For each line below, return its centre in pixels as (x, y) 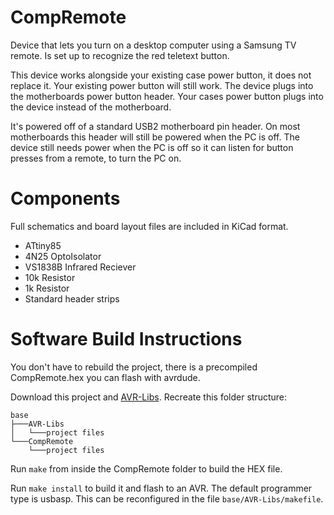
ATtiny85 (43, 245)
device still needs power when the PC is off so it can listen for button (152, 147)
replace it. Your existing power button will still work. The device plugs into (162, 85)
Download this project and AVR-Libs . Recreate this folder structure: (149, 397)
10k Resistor (50, 277)
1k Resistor (47, 288)
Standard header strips (72, 298)
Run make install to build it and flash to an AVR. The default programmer (161, 488)
